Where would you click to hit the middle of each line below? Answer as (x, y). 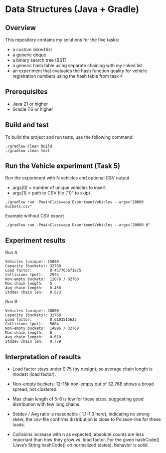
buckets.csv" (19, 206)
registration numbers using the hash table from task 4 (68, 76)
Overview (21, 28)
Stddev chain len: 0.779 (33, 342)
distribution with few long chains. (46, 404)
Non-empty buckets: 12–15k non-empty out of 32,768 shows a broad (83, 384)
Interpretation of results (43, 357)
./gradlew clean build (29, 146)
